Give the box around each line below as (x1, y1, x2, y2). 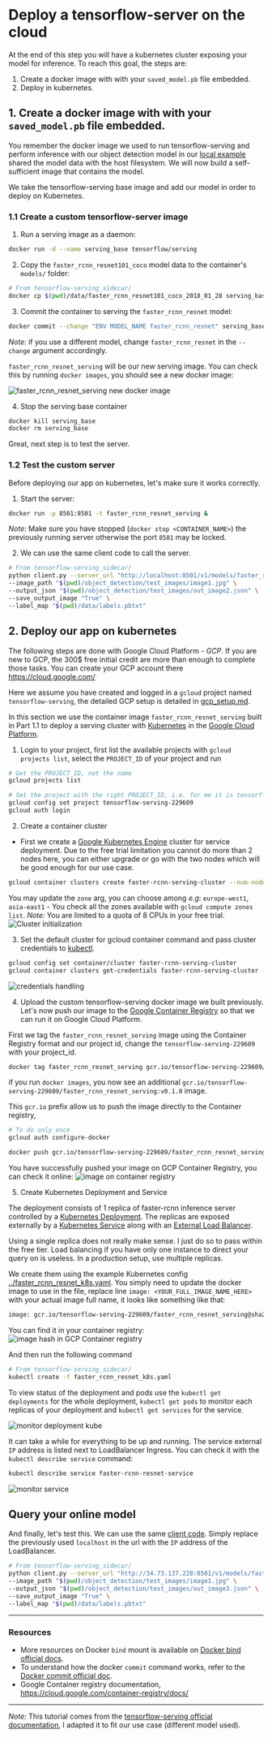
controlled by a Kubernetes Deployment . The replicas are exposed (8, 1212, 230, 1222)
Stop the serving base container (19, 401, 128, 411)
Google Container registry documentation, (19, 1679, 162, 1689)
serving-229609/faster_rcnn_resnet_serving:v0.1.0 (8, 1088, 183, 1096)
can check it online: (8, 1171, 74, 1182)
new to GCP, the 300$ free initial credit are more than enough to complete (8, 654, 256, 664)
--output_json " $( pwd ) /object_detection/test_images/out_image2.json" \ (8, 587, 259, 595)
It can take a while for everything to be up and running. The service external (8, 1436, 262, 1446)
